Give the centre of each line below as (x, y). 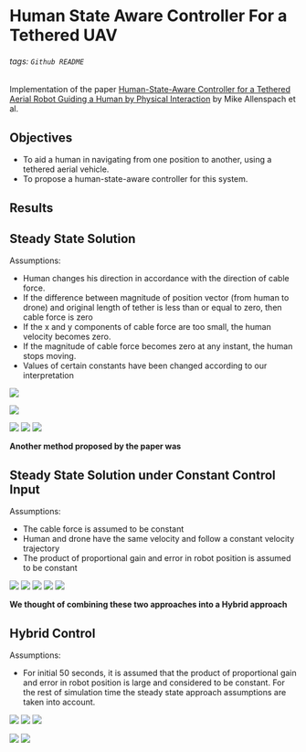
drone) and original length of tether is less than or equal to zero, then (152, 308)
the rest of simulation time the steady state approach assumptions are (154, 693)
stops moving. (49, 356)
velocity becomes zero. (67, 337)
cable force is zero (58, 317)
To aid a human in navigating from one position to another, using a (147, 160)
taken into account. (59, 702)
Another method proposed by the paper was (95, 446)
